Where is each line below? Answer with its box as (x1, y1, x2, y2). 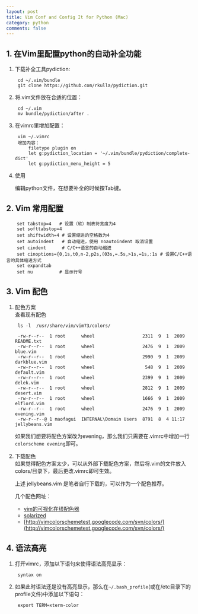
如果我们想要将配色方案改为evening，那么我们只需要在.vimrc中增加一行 (14, 432, 190, 440)
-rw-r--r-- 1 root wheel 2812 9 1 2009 (17, 385, 185, 391)
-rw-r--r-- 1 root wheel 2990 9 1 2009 (17, 354, 185, 360)
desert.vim (14, 390, 42, 396)
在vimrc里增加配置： (14, 122, 65, 129)
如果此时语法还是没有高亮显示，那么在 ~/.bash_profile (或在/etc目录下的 (14, 583, 191, 590)
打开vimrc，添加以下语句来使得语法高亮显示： (14, 560, 127, 567)
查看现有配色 (14, 311, 46, 318)
